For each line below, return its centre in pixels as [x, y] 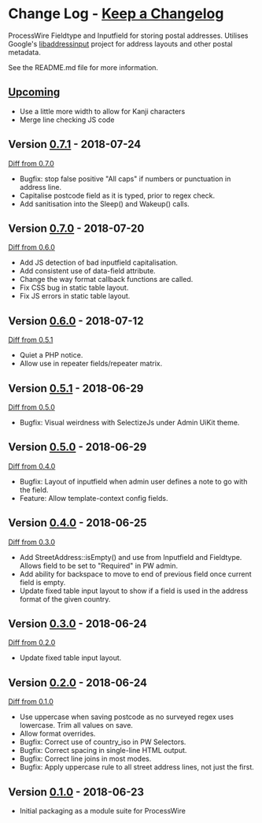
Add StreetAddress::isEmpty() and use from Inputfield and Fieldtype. [131, 557]
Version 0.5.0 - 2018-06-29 [77, 447]
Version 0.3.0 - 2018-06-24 [77, 624]
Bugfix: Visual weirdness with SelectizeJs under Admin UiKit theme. [129, 423]
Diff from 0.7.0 [31, 163]
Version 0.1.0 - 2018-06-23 [76, 792]
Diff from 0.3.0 [32, 542]
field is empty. [42, 582]
